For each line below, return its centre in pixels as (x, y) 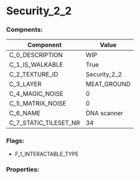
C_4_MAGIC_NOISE (36, 94)
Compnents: (24, 30)
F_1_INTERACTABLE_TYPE (46, 154)
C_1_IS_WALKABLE (36, 65)
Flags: (15, 141)
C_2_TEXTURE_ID (34, 75)
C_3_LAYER (25, 84)
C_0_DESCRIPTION (36, 55)
